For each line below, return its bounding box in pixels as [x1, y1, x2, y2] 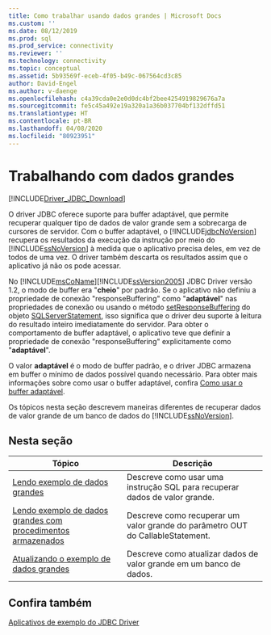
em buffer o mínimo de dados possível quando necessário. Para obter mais [8, 369, 258, 379]
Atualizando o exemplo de [12, 553, 111, 565]
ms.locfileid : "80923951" [8, 132, 95, 140]
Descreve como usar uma [126, 472, 224, 483]
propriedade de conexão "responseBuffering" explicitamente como [8, 336, 231, 346]
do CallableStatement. [126, 530, 211, 541]
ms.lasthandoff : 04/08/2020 [8, 124, 103, 132]
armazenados [12, 535, 65, 546]
